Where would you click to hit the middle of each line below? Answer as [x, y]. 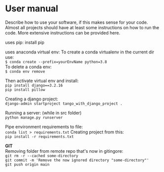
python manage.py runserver [34, 117]
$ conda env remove [25, 71]
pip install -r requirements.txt [40, 136]
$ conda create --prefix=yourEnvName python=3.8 [56, 62]
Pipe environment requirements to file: [44, 127]
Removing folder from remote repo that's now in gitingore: [64, 151]
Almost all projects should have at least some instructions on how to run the [82, 27]
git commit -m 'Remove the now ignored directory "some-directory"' [77, 160]
